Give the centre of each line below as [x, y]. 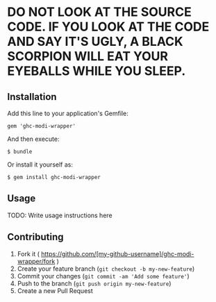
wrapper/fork [36, 261]
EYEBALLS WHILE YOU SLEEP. [97, 71]
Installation [32, 97]
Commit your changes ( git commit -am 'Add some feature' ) [103, 276]
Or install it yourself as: [40, 165]
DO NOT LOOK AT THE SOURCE [100, 12]
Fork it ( [28, 253]
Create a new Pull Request [55, 291]
